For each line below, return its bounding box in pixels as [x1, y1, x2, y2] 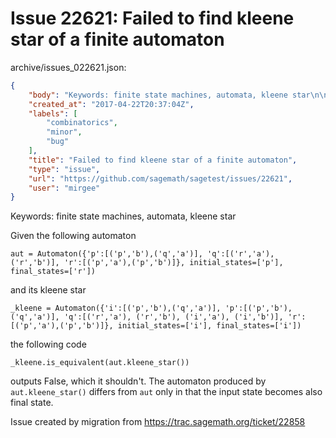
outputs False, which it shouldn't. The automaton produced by [10, 375, 267, 387]
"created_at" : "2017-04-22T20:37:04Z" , [28, 99, 195, 109]
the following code [10, 338, 87, 351]
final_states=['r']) [10, 267, 97, 277]
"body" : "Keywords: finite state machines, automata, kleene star [28, 90, 311, 100]
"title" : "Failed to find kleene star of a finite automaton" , [28, 155, 298, 165]
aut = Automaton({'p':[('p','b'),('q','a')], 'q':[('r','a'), [10, 249, 275, 259]
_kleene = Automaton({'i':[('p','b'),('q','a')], [10, 303, 222, 314]
